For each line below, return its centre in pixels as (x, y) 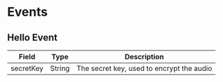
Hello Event (32, 38)
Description (144, 57)
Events (28, 12)
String (60, 68)
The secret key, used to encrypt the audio (144, 68)
